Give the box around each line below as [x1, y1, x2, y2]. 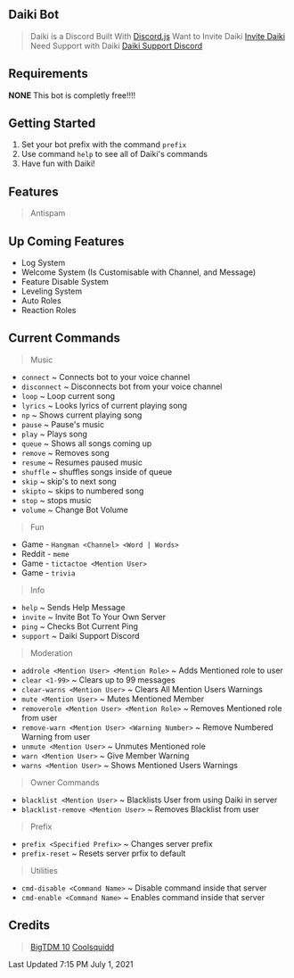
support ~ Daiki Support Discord [20, 630, 140, 641]
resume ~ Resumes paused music [20, 457, 143, 468]
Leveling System [20, 286, 83, 297]
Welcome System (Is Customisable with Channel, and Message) [20, 267, 256, 278]
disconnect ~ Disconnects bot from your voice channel [20, 381, 223, 392]
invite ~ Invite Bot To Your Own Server [20, 611, 167, 622]
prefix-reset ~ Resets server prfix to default [20, 848, 186, 858]
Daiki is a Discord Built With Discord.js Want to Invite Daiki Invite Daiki [29, 30, 286, 41]
